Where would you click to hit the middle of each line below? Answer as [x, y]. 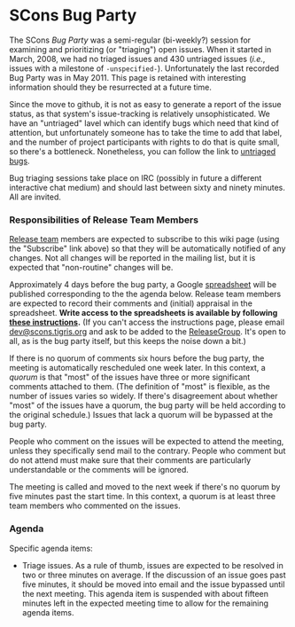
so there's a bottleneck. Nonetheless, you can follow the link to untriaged [143, 151]
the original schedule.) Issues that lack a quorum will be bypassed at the [141, 415]
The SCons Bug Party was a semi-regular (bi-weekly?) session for [130, 40]
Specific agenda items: [51, 548]
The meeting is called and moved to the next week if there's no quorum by [145, 487]
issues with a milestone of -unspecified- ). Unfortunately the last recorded [144, 68]
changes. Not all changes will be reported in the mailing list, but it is [132, 258]
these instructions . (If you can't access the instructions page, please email [147, 322]
